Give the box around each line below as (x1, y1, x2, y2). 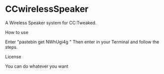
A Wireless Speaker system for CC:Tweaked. (5, 20, 97, 26)
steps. (5, 44, 18, 50)
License (5, 53, 21, 60)
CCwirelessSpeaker (5, 3, 89, 15)
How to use (5, 29, 29, 35)
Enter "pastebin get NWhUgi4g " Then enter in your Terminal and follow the (5, 38, 160, 45)
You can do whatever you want (5, 63, 68, 69)
